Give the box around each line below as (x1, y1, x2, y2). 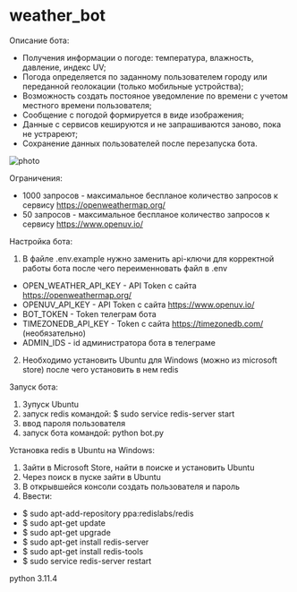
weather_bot (9, 5, 106, 26)
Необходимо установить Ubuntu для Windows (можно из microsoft (21, 355, 277, 365)
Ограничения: (9, 172, 63, 184)
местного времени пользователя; (21, 99, 152, 110)
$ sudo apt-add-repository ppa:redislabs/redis (21, 508, 194, 519)
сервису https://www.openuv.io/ (21, 219, 143, 229)
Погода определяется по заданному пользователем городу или (21, 71, 268, 82)
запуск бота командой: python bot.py (21, 427, 164, 438)
